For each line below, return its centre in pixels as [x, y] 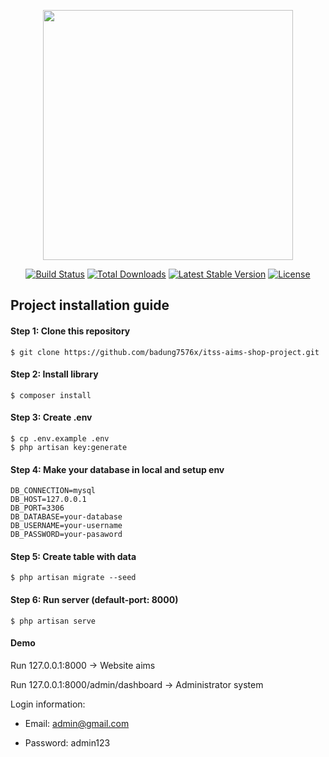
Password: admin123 [67, 742]
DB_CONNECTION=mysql [53, 491]
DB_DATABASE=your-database [66, 517]
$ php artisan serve [53, 621]
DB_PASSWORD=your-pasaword [66, 535]
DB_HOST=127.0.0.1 [48, 500]
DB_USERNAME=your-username [66, 526]
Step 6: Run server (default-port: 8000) [94, 599]
